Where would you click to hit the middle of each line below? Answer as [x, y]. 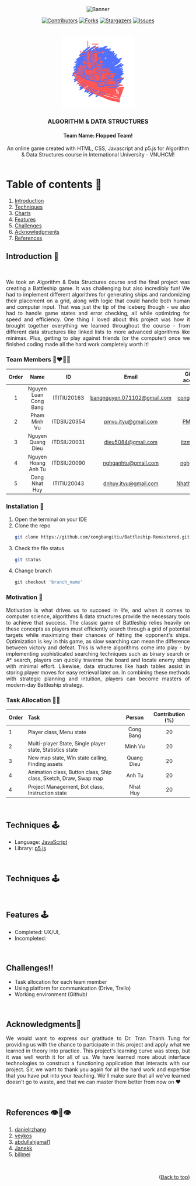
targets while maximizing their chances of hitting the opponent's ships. [98, 635]
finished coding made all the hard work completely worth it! [77, 344]
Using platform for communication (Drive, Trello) [73, 988]
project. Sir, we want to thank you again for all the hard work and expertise [98, 1069]
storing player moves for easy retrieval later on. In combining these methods [98, 672]
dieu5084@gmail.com [131, 442]
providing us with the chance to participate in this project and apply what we [98, 1045]
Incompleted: [30, 938]
